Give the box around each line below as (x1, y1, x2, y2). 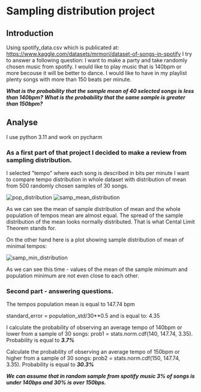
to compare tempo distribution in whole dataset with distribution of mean (6, 176, 187, 183)
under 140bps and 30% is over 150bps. (6, 379, 107, 386)
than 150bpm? (6, 100, 43, 107)
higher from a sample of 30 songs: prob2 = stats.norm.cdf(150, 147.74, (6, 355, 181, 362)
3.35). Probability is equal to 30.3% (6, 361, 94, 368)
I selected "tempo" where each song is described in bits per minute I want (6, 170, 190, 177)
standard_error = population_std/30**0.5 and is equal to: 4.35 (6, 312, 160, 319)
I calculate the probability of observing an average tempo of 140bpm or (6, 324, 182, 331)
